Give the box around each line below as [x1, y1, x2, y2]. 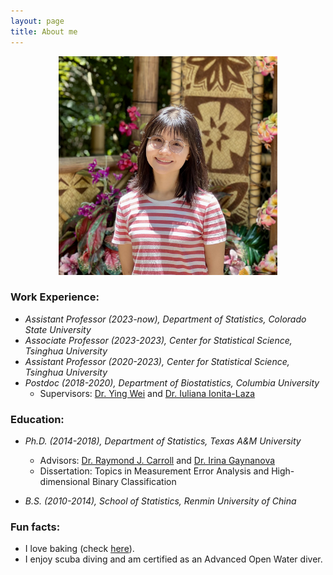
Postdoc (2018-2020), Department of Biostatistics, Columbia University [24, 376, 320, 389]
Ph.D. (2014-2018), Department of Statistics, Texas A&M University [24, 435, 302, 447]
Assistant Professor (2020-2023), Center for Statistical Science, [24, 355, 290, 367]
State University [24, 323, 92, 335]
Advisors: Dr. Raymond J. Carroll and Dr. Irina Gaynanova [39, 455, 276, 467]
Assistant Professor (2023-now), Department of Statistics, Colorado [24, 313, 307, 325]
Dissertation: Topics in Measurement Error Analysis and [39, 465, 270, 477]
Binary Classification [91, 476, 177, 488]
